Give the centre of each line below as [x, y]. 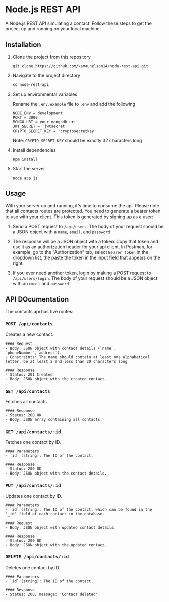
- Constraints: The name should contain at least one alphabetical [78, 357]
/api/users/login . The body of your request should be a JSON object [85, 278]
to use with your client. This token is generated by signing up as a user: [79, 217]
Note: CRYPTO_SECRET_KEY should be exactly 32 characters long [77, 140]
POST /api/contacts [29, 324]
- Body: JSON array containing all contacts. [54, 419]
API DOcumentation [37, 299]
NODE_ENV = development [38, 113]
